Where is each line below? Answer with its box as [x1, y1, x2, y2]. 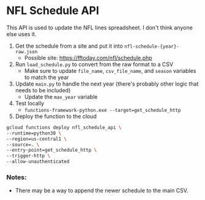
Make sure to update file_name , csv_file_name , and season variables [24, 67, 196, 74]
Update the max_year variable [24, 93, 98, 100]
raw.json [15, 48, 38, 55]
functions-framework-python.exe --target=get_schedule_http [24, 107, 181, 113]
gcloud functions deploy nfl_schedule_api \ [6, 124, 122, 130]
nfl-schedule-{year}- [124, 43, 179, 50]
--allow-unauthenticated [6, 158, 70, 165]
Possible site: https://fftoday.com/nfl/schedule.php [24, 54, 152, 61]
